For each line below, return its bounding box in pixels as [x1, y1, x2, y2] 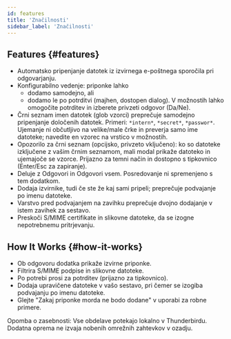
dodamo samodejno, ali [27, 89, 94, 97]
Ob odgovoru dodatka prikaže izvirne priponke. [17, 260, 152, 267]
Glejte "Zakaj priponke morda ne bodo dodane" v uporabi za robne [17, 296, 207, 304]
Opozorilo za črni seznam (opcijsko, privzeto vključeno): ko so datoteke [17, 140, 221, 148]
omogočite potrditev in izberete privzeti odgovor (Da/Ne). [27, 104, 191, 112]
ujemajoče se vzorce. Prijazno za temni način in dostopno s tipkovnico [17, 155, 217, 163]
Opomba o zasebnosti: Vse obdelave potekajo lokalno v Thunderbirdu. [7, 317, 208, 325]
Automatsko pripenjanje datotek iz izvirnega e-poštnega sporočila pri [17, 67, 214, 75]
